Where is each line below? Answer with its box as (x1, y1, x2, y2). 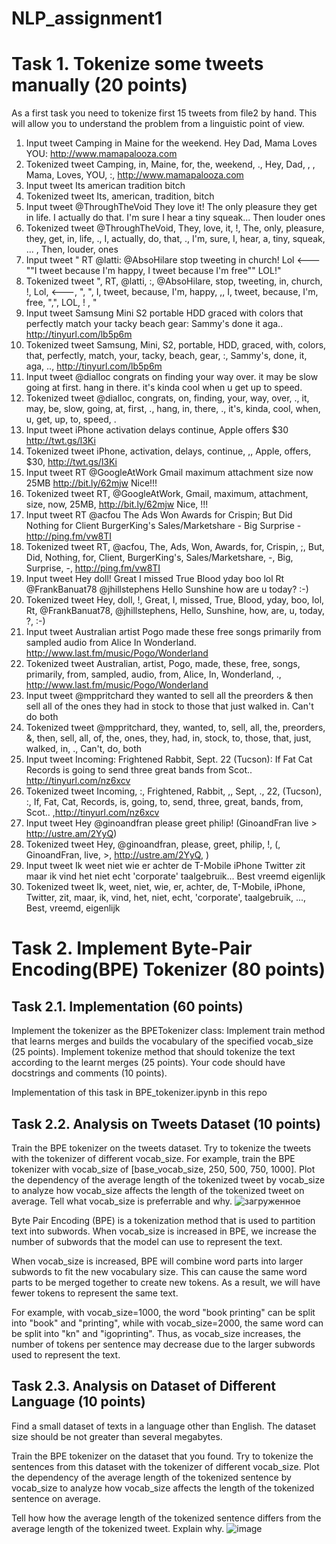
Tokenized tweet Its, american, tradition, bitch (25, 190, 215, 202)
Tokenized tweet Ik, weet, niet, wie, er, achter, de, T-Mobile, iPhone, (25, 881, 306, 893)
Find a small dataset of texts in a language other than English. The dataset (11, 1420, 317, 1432)
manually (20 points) (11, 74, 188, 97)
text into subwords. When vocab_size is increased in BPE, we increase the (11, 1225, 317, 1237)
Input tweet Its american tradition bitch (25, 180, 186, 192)
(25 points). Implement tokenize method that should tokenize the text (11, 1046, 296, 1058)
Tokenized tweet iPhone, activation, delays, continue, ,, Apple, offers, (25, 445, 312, 457)
